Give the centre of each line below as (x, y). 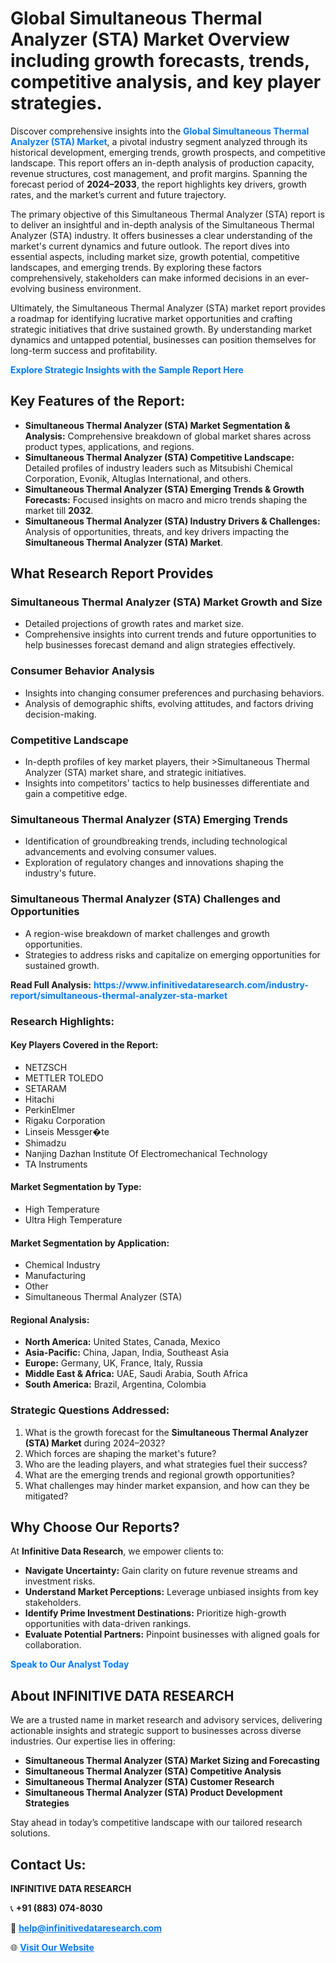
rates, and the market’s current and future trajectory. (118, 194)
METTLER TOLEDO (64, 1078)
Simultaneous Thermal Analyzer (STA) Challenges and (145, 899)
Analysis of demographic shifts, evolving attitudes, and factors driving (169, 703)
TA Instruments (56, 1164)
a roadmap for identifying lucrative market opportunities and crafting (151, 318)
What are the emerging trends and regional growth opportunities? (159, 1474)
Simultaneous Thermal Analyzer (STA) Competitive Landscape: (159, 457)
